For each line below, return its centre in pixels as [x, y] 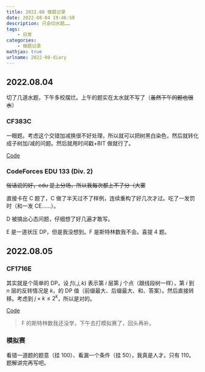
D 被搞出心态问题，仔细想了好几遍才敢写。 [60, 219]
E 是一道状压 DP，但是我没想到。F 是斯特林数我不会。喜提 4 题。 [88, 232]
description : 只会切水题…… [38, 23]
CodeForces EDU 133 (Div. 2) [50, 171]
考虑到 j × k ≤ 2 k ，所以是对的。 [56, 298]
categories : [21, 40]
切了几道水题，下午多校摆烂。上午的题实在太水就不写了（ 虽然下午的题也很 [100, 98]
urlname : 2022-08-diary [37, 57]
